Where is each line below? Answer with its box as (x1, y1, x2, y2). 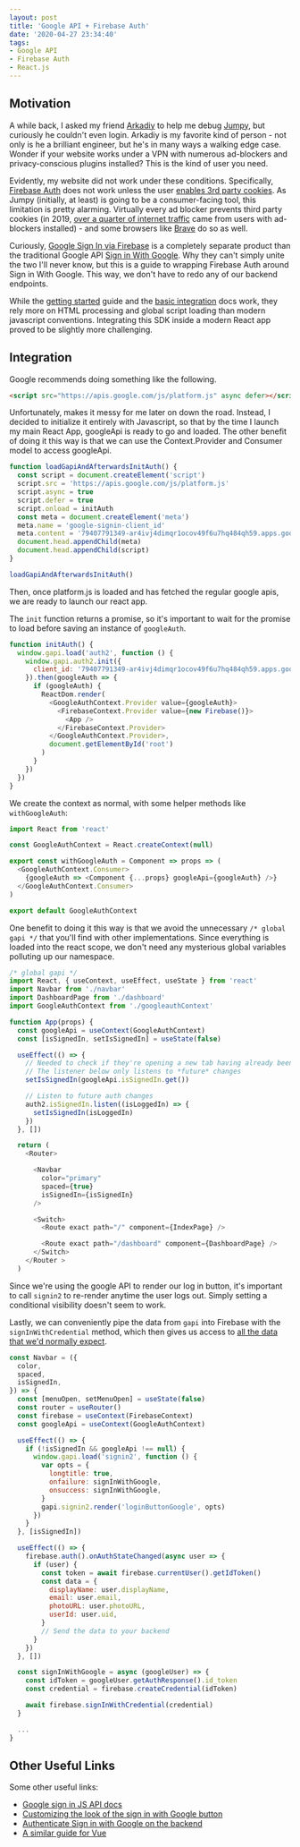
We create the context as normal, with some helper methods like (9, 797, 246, 808)
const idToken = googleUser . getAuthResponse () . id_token (25, 1676, 238, 1685)
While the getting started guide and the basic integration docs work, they (9, 295, 279, 306)
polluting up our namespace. (9, 950, 115, 962)
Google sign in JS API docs (21, 1800, 122, 1810)
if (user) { (32, 1560, 78, 1569)
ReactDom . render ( (41, 690, 105, 699)
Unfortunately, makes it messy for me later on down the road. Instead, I (9, 407, 271, 418)
